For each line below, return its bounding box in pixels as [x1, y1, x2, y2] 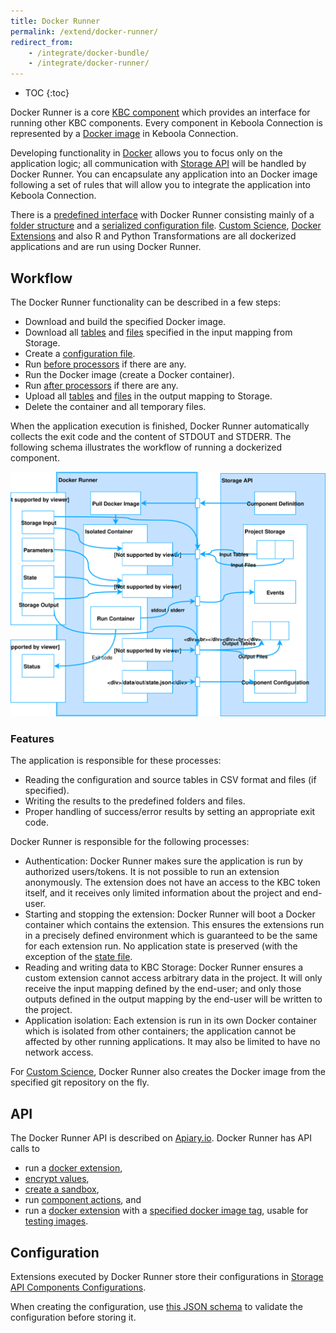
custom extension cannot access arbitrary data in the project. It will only [24, 972, 323, 984]
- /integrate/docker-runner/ [28, 58, 150, 69]
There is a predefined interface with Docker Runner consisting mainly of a [10, 209, 315, 221]
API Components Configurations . [10, 1281, 147, 1294]
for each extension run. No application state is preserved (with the [24, 940, 298, 952]
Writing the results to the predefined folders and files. [24, 795, 246, 807]
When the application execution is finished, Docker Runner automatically [10, 420, 310, 432]
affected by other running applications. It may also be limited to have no [24, 1036, 321, 1048]
